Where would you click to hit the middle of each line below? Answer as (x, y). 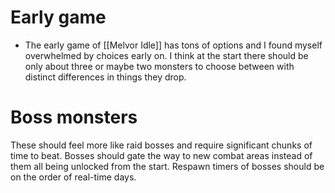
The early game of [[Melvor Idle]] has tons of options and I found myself (173, 45)
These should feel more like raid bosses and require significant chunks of (161, 145)
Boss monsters (74, 117)
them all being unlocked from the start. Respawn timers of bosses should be (167, 166)
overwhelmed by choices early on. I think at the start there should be (166, 55)
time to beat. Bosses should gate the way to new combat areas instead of (161, 155)
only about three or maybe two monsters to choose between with (159, 66)
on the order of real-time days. (73, 177)
